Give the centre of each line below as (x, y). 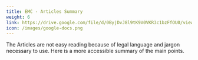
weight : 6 (18, 17)
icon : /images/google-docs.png (44, 28)
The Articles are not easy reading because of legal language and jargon (93, 45)
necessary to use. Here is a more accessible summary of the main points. (95, 51)
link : (13, 22)
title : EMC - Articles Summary (44, 11)
